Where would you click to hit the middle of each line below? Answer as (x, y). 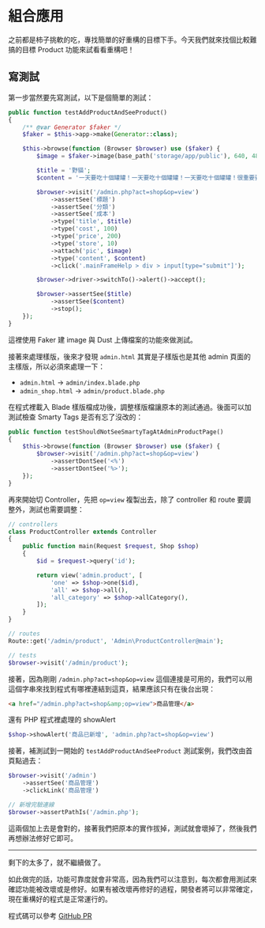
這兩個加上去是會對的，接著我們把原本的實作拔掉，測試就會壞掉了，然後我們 (132, 828)
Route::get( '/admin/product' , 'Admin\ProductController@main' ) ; (116, 641)
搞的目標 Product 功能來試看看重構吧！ (71, 49)
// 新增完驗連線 (31, 805)
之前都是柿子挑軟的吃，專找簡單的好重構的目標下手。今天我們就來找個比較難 (132, 40)
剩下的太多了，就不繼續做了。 (56, 862)
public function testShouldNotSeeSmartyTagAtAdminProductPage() (116, 432)
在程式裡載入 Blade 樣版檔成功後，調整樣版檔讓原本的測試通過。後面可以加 (130, 407)
